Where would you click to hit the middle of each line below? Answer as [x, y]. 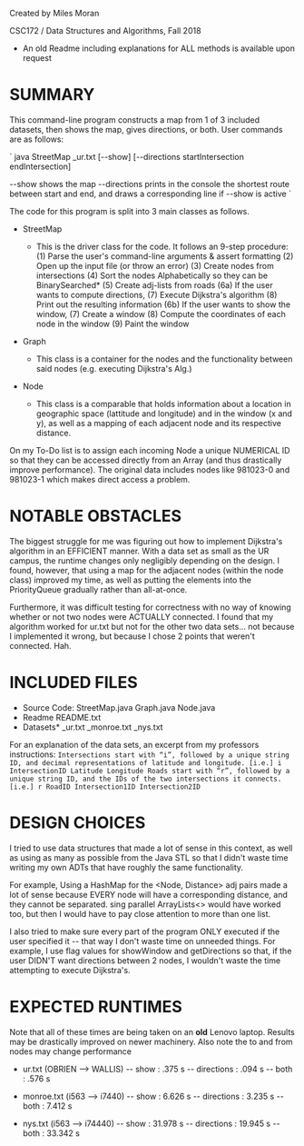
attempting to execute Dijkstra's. [70, 970]
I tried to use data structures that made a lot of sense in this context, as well [151, 848]
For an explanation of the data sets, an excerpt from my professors [134, 744]
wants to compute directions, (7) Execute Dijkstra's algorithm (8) [157, 294]
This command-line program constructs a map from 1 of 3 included [135, 120]
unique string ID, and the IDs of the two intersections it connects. [146, 779]
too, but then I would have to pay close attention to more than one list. [140, 913]
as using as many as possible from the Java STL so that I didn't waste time [149, 857]
